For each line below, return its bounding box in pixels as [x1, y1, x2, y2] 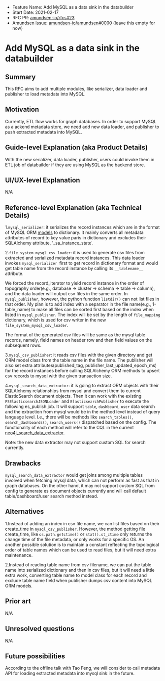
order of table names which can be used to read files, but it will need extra [5, 546, 156, 553]
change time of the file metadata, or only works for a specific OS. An [5, 536, 144, 542]
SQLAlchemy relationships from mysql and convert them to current [5, 388, 141, 394]
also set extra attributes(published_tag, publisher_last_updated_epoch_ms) [5, 363, 157, 368]
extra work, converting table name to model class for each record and [5, 572, 147, 578]
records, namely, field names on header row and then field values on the [5, 337, 152, 343]
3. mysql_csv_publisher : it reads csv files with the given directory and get [5, 352, 153, 358]
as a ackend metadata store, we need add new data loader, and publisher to [5, 124, 159, 130]
